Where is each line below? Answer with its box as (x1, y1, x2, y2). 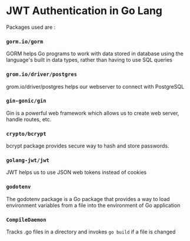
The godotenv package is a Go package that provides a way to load (6, 195, 170, 202)
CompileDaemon (6, 216, 46, 223)
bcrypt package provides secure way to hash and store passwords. (6, 142, 169, 149)
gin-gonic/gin (6, 98, 46, 104)
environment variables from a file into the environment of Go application (6, 202, 181, 209)
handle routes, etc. (6, 116, 52, 123)
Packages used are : (6, 24, 56, 31)
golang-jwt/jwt (6, 157, 50, 164)
